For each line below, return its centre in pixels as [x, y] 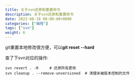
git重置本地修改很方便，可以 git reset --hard [50, 47]
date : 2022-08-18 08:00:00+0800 [38, 19]
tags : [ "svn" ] [20, 28]
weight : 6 [15, 33]
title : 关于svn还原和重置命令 [33, 10]
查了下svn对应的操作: [27, 58]
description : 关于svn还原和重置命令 [40, 14]
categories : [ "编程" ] [27, 23]
